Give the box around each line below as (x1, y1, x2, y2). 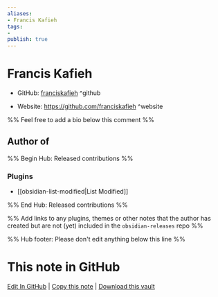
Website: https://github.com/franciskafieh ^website (17, 102, 163, 111)
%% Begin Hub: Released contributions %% (7, 154, 134, 162)
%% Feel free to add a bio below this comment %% (7, 116, 154, 124)
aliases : (7, 10, 33, 17)
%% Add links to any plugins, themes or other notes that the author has (7, 214, 211, 223)
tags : (7, 23, 23, 30)
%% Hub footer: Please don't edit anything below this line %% (7, 235, 185, 244)
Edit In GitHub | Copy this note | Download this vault (7, 282, 156, 291)
